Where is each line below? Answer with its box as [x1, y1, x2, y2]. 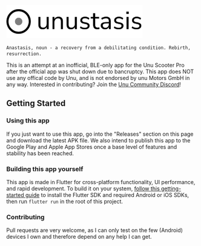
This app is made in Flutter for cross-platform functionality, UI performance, [6, 178, 196, 185]
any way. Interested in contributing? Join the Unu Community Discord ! [6, 81, 182, 88]
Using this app [6, 116, 50, 125]
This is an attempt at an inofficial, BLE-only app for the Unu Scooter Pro [6, 62, 185, 68]
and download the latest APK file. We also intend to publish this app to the [6, 136, 191, 144]
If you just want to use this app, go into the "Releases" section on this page [6, 130, 194, 138]
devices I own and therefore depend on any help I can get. [6, 233, 153, 241]
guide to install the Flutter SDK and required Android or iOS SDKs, [25, 191, 189, 198]
